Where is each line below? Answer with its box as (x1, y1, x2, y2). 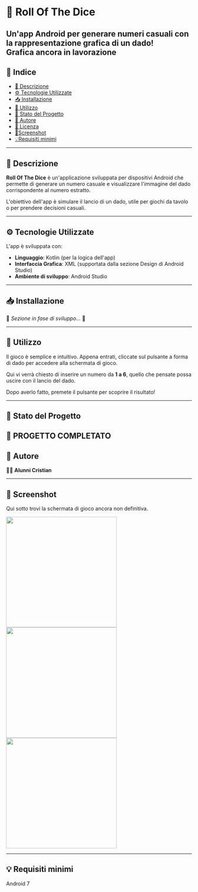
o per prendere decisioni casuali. (6, 205, 86, 212)
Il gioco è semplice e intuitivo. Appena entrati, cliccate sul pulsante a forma (6, 353, 189, 360)
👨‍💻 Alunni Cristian (6, 467, 52, 474)
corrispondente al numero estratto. (6, 187, 91, 194)
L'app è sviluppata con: (6, 243, 63, 250)
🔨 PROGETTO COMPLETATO (6, 431, 111, 441)
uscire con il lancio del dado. (6, 377, 76, 384)
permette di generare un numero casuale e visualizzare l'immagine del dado (6, 180, 191, 187)
